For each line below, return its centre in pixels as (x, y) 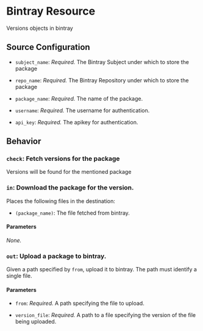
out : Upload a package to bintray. (56, 256)
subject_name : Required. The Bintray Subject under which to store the (102, 62)
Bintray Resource (51, 11)
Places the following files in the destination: (61, 201)
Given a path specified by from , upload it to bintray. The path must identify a (101, 269)
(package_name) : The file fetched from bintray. (72, 213)
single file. (19, 276)
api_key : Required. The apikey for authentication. (77, 122)
